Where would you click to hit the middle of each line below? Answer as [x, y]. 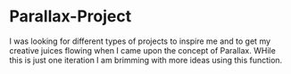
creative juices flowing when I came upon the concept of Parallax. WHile [143, 50]
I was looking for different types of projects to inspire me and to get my [140, 41]
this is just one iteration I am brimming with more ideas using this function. [146, 60]
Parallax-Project [71, 16]
